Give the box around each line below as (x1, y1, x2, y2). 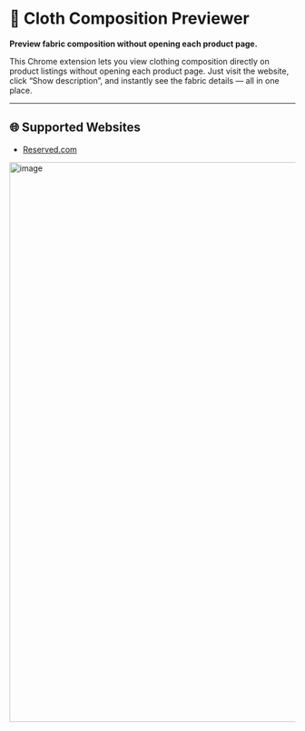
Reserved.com (22, 144, 77, 155)
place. (9, 85, 34, 95)
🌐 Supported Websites (9, 120, 141, 135)
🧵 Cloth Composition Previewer (9, 8, 250, 29)
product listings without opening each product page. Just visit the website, (9, 65, 290, 76)
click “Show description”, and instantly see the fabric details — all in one (9, 75, 280, 85)
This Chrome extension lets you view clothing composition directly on (9, 55, 270, 66)
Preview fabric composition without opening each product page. (9, 38, 258, 49)
